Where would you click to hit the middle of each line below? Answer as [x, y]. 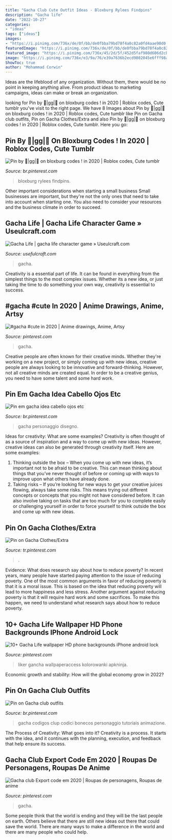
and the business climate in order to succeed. [53, 207]
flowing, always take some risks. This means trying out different [80, 490]
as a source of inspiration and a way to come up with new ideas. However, [84, 442]
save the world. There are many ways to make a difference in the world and [85, 826]
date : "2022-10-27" [26, 19]
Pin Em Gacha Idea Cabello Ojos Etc [63, 394]
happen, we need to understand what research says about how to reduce [83, 603]
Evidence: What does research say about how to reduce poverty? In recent [84, 570]
